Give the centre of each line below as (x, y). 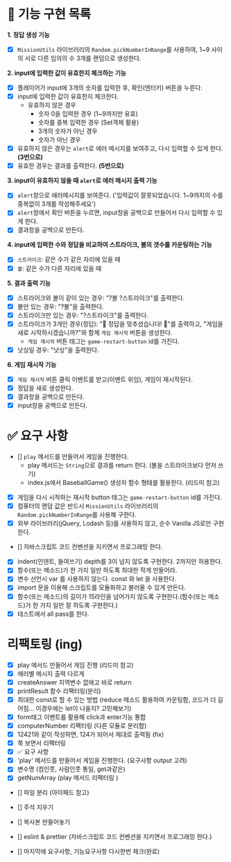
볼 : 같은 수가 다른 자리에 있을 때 (59, 268)
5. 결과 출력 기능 (29, 283)
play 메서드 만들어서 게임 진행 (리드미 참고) (75, 665)
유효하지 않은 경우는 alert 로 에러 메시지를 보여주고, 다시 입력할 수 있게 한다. (120, 148)
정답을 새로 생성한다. (45, 388)
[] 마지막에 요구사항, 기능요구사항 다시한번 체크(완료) (88, 852)
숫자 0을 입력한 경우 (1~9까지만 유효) (88, 114)
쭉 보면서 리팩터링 (41, 743)
